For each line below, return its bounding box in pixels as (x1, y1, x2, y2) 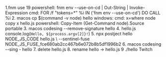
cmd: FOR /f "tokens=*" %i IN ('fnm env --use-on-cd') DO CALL (29, 10, 161, 16)
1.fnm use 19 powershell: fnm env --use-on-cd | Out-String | (5, 5, 128, 10)
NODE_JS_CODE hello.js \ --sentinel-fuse (5, 36, 90, 42)
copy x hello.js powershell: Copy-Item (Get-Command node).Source (5, 20, 145, 26)
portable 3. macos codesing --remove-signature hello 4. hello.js (5, 26, 136, 31)
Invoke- (129, 5, 145, 10)
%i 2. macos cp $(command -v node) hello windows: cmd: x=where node (5, 15, 156, 21)
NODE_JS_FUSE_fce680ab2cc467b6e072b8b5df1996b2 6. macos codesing (5, 41, 162, 47)
